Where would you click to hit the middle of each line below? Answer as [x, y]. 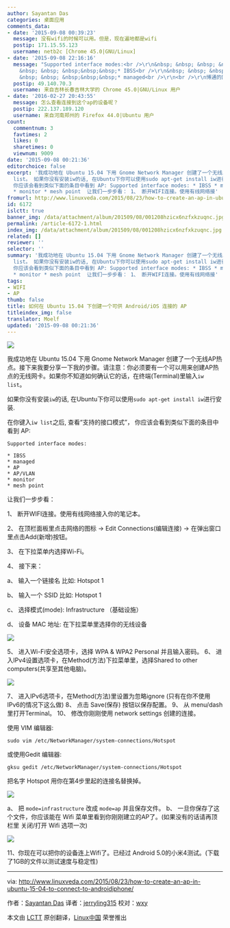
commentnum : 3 [33, 128]
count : [16, 122]
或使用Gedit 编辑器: [35, 754]
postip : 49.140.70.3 [42, 84]
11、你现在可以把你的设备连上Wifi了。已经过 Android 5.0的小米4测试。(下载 [113, 853]
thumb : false [26, 300]
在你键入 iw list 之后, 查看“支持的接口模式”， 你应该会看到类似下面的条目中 [113, 422]
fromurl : [20, 198]
